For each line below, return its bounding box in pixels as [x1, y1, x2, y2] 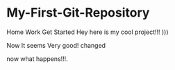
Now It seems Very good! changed [6, 41, 106, 49]
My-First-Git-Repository [6, 5, 150, 21]
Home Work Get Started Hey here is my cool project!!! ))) [6, 28, 169, 36]
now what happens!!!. [6, 54, 69, 63]
